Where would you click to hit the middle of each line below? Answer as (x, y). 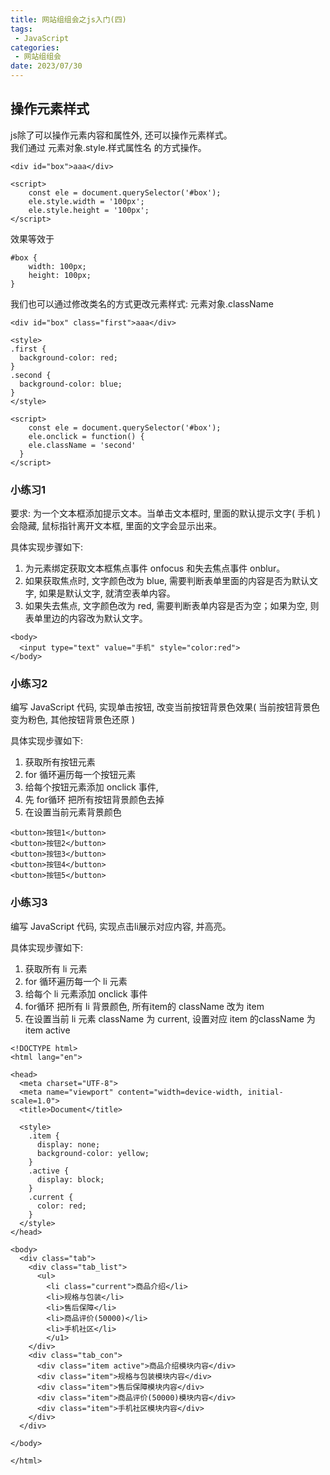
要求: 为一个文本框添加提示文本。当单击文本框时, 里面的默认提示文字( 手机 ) (166, 513)
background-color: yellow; (93, 1153)
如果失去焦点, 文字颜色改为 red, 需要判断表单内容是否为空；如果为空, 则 (172, 606)
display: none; (68, 1144)
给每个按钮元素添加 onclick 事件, (91, 787)
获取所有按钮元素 (60, 762)
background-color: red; (68, 357)
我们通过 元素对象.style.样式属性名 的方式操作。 (108, 147)
